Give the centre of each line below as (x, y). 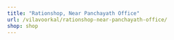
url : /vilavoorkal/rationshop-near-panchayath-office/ (87, 20)
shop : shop (23, 26)
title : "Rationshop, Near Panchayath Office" (73, 13)
